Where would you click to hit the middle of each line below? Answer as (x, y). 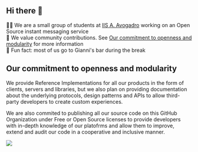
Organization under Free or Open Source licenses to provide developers (93, 119)
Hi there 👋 (24, 11)
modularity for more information (45, 44)
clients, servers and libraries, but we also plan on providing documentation (97, 89)
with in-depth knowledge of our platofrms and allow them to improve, (90, 125)
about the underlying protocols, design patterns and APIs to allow (86, 95)
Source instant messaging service (47, 31)
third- (173, 95)
